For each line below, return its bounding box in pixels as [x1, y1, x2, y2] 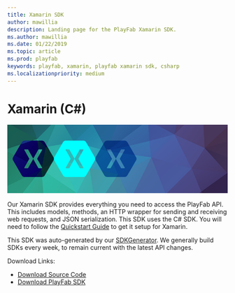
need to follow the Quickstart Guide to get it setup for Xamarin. [7, 223, 188, 231]
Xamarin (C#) [7, 101, 87, 117]
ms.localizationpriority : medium [7, 70, 105, 77]
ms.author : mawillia [7, 33, 68, 40]
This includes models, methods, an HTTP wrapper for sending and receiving [7, 208, 227, 216]
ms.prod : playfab [7, 56, 58, 63]
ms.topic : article [7, 48, 61, 55]
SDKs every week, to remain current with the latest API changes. [7, 243, 194, 252]
